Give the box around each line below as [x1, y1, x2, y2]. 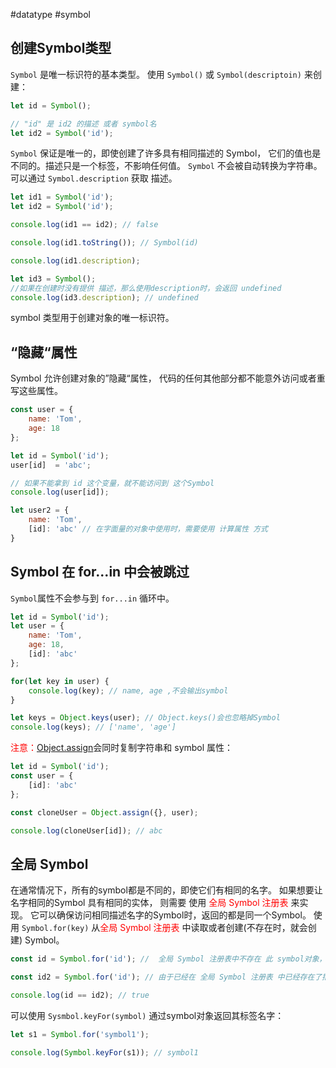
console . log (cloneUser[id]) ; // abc [10, 825, 163, 836]
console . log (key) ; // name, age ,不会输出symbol [28, 685, 229, 696]
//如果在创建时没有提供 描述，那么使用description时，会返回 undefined [10, 283, 282, 293]
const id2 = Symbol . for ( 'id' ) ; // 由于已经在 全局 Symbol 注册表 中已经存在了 [10, 972, 323, 983]
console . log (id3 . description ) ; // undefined [10, 292, 199, 303]
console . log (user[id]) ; [10, 487, 110, 498]
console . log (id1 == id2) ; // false [10, 220, 159, 230]
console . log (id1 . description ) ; [10, 255, 141, 266]
